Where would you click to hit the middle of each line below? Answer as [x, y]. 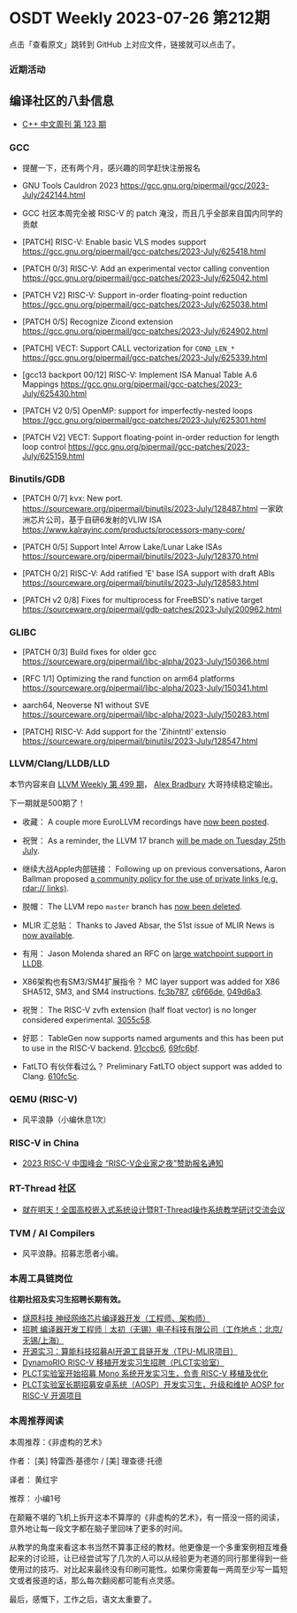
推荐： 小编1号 [35, 1498]
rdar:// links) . [45, 888]
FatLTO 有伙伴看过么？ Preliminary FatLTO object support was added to [152, 1066]
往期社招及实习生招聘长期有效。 [67, 1300]
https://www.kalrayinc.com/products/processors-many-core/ [133, 530]
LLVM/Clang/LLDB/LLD [60, 764]
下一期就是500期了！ [47, 803]
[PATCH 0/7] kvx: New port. [72, 498]
